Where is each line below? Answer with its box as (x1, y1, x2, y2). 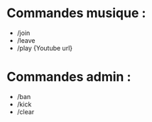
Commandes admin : (6, 69, 131, 85)
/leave (16, 36, 36, 44)
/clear (16, 107, 35, 116)
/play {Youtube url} (16, 44, 72, 52)
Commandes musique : (6, 5, 146, 21)
